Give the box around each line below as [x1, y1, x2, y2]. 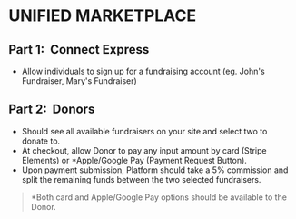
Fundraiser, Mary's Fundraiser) [21, 75, 137, 86]
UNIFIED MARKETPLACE [8, 5, 197, 26]
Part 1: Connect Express [8, 42, 150, 57]
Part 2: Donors [8, 102, 95, 117]
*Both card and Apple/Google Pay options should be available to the [30, 192, 288, 203]
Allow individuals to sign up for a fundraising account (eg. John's [21, 65, 265, 76]
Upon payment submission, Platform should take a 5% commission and [21, 164, 289, 175]
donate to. [21, 135, 61, 146]
